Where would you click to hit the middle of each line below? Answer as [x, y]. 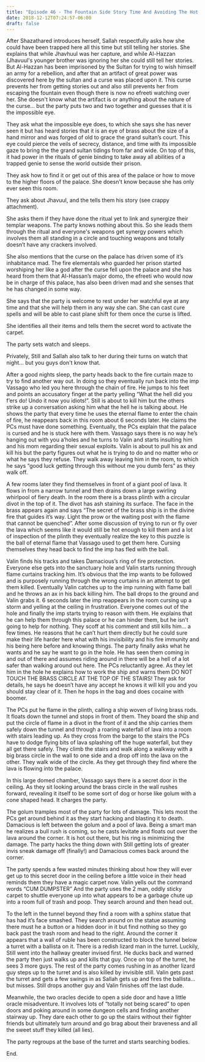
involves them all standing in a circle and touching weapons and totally [95, 238]
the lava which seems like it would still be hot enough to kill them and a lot [99, 530]
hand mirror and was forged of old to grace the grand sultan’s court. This [98, 137]
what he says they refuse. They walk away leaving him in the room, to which [102, 459]
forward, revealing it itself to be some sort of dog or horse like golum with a [101, 793]
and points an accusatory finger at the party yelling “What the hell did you [99, 394]
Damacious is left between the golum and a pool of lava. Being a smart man [102, 825]
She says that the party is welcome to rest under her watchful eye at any [98, 301]
